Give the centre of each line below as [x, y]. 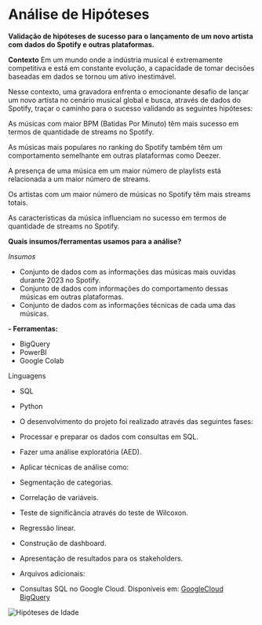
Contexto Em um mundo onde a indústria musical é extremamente [116, 60]
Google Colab [42, 360]
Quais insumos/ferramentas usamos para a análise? [95, 241]
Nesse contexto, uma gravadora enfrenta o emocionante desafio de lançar [129, 91]
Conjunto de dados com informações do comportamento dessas [124, 288]
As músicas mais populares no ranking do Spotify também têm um [115, 147]
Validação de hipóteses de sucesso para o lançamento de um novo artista [131, 36]
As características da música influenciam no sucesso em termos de [117, 217]
